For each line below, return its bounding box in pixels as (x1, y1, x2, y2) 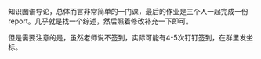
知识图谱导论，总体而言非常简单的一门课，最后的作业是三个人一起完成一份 (8, 7, 248, 16)
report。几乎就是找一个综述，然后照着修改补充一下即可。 (8, 16, 194, 26)
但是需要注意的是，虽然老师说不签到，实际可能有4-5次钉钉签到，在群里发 (8, 33, 247, 42)
